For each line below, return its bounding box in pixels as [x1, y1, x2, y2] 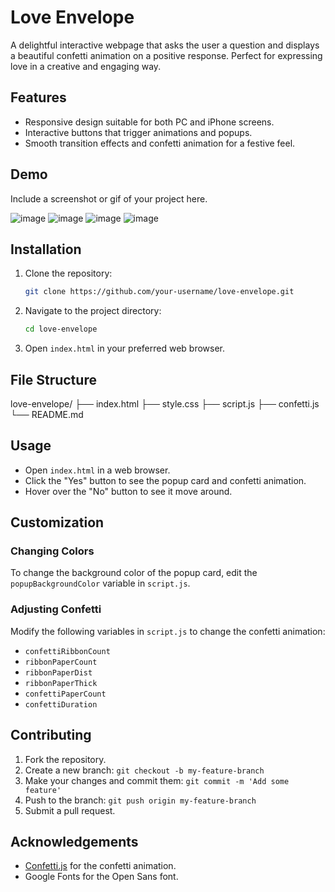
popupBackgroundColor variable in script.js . [10, 577, 191, 590]
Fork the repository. [24, 753, 107, 765]
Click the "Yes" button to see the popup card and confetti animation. [24, 474, 307, 486]
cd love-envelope [24, 324, 98, 335]
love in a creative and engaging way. [10, 60, 162, 72]
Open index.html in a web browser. [24, 464, 171, 476]
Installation [10, 241, 82, 258]
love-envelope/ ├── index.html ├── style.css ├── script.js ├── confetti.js [10, 397, 320, 410]
